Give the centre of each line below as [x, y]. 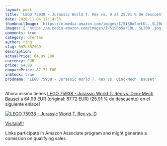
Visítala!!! [14, 123]
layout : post [19, 10]
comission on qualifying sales [36, 138]
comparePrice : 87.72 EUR [31, 70]
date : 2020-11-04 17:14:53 [33, 19]
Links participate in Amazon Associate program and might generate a [76, 133]
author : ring [19, 42]
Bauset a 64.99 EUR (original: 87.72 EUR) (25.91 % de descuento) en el [78, 99]
